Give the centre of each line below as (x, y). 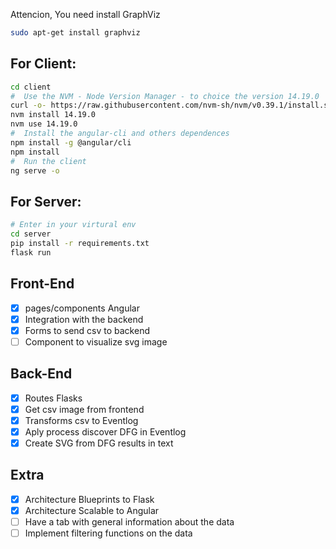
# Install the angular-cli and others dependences (120, 134)
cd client (31, 87)
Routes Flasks (53, 398)
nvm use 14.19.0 (44, 124)
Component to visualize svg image (96, 341)
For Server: (46, 201)
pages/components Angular (82, 308)
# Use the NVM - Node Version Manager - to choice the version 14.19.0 (165, 96)
